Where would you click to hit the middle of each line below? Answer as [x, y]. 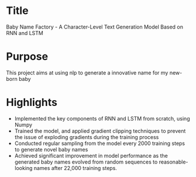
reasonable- [173, 162]
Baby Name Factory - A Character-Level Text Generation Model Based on [94, 27]
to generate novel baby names [51, 149]
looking [23, 168]
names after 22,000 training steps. [75, 168]
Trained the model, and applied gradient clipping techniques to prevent [100, 131]
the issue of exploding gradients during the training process [87, 137]
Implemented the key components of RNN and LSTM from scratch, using [102, 118]
